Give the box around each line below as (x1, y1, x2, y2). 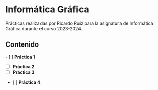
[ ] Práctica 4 (12, 79, 41, 85)
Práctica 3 (12, 69, 35, 75)
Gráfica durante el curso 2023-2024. (5, 25, 83, 31)
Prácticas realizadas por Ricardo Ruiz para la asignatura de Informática (5, 20, 153, 26)
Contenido (5, 40, 39, 49)
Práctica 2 (12, 63, 35, 69)
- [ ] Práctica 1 (5, 54, 35, 60)
